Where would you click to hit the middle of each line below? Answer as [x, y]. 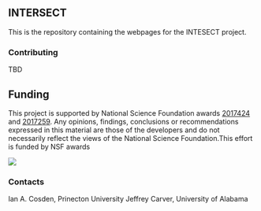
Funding [29, 94]
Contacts [26, 182]
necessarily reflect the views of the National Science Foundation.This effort [130, 138]
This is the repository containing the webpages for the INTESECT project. [127, 31]
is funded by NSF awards [49, 146]
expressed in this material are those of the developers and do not [114, 130]
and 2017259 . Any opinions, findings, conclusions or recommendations [123, 121]
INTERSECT [37, 13]
